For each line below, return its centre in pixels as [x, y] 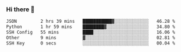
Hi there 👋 [21, 9]
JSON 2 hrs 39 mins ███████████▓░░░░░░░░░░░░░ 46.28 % [91, 22]
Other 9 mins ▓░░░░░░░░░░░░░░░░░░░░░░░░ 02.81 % [91, 37]
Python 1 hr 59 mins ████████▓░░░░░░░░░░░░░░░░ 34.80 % [91, 27]
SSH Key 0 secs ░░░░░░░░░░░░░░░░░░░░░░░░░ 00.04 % [91, 43]
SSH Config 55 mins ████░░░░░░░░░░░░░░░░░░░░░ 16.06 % [91, 32]
